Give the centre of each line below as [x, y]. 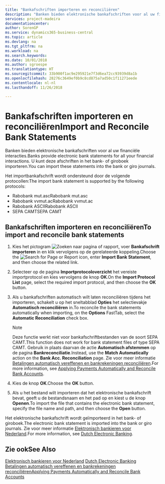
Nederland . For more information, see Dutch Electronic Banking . [69, 434]
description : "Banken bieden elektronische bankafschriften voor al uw [80, 14]
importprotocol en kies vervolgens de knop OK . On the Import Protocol [84, 277]
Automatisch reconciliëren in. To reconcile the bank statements [77, 308]
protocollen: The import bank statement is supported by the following [74, 181]
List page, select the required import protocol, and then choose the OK [84, 282]
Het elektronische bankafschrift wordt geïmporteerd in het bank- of [73, 418]
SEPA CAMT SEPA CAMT [37, 212]
